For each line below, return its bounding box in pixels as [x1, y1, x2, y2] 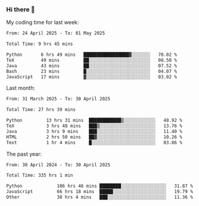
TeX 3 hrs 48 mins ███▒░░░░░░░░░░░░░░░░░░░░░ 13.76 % [6, 123, 183, 129]
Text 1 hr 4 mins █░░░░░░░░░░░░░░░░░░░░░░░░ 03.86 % [6, 140, 183, 145]
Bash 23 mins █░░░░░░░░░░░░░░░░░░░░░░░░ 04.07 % [6, 68, 178, 74]
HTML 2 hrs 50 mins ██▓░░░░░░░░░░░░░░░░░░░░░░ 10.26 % [6, 134, 183, 140]
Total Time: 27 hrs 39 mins [6, 107, 76, 113]
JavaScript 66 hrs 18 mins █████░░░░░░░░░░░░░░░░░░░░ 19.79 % [6, 189, 194, 195]
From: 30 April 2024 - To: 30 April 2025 [6, 161, 111, 168]
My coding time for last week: [6, 19, 79, 26]
